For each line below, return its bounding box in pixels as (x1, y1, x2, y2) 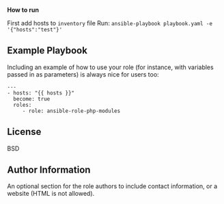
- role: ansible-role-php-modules (22, 107, 121, 114)
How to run (7, 6, 40, 14)
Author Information (7, 164, 91, 176)
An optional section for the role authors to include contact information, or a (7, 182, 218, 190)
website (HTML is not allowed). (7, 190, 95, 198)
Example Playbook (7, 44, 87, 57)
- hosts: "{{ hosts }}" (7, 89, 75, 97)
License (7, 126, 42, 138)
